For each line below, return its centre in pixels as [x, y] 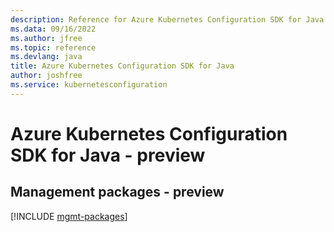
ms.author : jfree [46, 38]
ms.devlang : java [46, 57]
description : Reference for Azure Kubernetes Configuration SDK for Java [167, 19]
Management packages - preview [117, 192]
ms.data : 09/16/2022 [53, 29]
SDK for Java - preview [108, 155]
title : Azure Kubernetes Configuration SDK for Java [122, 66]
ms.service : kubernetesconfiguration [89, 85]
